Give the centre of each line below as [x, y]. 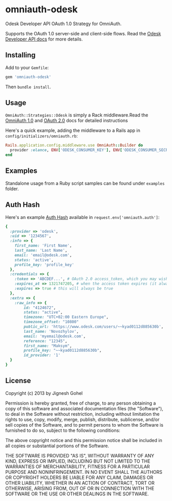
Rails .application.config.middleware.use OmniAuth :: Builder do [74, 145]
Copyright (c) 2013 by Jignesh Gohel [44, 393]
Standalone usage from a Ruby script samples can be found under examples [85, 183]
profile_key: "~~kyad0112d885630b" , [63, 350]
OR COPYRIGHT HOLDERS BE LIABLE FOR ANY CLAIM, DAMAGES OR [79, 477]
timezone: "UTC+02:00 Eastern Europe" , [66, 317]
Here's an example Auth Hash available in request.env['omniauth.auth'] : [82, 217]
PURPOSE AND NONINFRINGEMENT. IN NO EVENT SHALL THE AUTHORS [84, 472]
